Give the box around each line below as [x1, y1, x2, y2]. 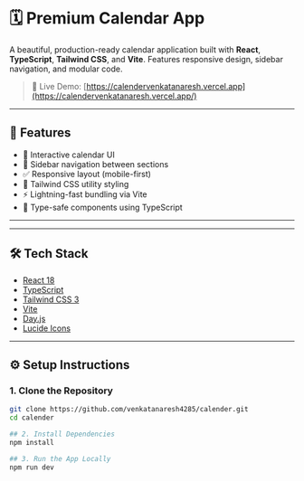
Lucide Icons [22, 323, 71, 334]
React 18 [22, 274, 55, 286]
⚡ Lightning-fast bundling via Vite [22, 188, 147, 200]
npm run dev [9, 463, 54, 472]
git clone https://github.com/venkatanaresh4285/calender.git [9, 405, 249, 414]
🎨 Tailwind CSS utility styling [22, 178, 129, 189]
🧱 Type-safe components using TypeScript [22, 202, 183, 212]
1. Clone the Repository [9, 384, 113, 397]
